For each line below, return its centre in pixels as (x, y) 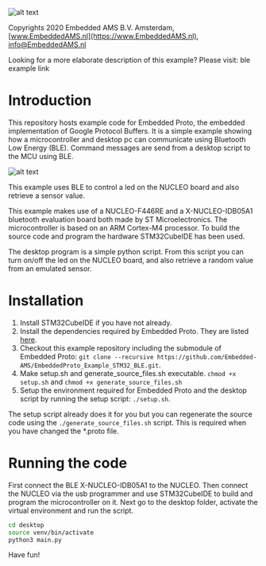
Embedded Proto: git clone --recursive (87, 356)
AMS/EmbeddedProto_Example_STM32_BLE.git (89, 366)
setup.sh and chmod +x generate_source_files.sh (101, 382)
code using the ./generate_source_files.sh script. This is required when (127, 422)
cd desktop (26, 525)
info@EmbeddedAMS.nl (47, 45)
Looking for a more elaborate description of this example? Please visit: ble (129, 60)
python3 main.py (35, 540)
